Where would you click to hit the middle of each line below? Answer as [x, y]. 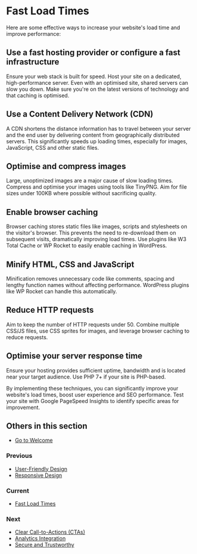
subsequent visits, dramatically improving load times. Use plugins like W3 [96, 239]
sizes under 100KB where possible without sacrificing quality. [81, 193]
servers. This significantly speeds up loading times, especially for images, [97, 141]
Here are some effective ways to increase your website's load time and [93, 27]
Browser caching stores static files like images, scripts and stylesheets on [97, 227]
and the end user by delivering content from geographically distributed [93, 135]
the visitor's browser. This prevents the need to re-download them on [91, 233]
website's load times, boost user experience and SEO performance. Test [95, 395]
